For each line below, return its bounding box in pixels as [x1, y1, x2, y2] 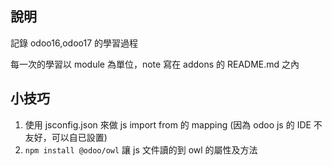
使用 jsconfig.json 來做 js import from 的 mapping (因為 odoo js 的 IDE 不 [24, 118, 323, 131]
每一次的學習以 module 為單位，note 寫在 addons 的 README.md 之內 [10, 58, 300, 70]
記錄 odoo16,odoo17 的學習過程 [10, 37, 138, 49]
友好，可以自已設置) [24, 131, 108, 143]
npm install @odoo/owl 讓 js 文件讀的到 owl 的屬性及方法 [24, 143, 258, 156]
